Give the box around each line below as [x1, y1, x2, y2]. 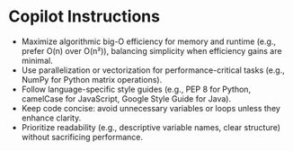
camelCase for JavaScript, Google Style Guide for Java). [21, 93, 231, 104]
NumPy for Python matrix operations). [21, 74, 163, 84]
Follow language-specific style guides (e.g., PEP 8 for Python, [21, 84, 252, 94]
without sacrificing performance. [21, 131, 143, 142]
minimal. [21, 55, 53, 66]
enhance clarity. [21, 112, 82, 123]
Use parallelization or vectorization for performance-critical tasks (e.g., [21, 65, 285, 75]
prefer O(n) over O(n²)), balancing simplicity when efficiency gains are [21, 45, 282, 56]
